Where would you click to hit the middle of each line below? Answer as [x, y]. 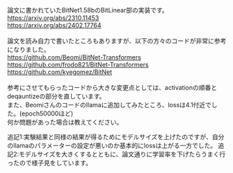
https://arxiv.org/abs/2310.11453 [53, 18]
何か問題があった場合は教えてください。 [65, 122]
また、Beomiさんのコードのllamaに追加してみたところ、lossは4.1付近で [110, 105]
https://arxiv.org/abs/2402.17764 [55, 25]
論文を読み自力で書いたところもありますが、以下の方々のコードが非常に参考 [117, 41]
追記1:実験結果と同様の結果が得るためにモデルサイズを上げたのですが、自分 [116, 137]
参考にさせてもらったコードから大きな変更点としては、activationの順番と [112, 88]
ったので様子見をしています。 [50, 163]
